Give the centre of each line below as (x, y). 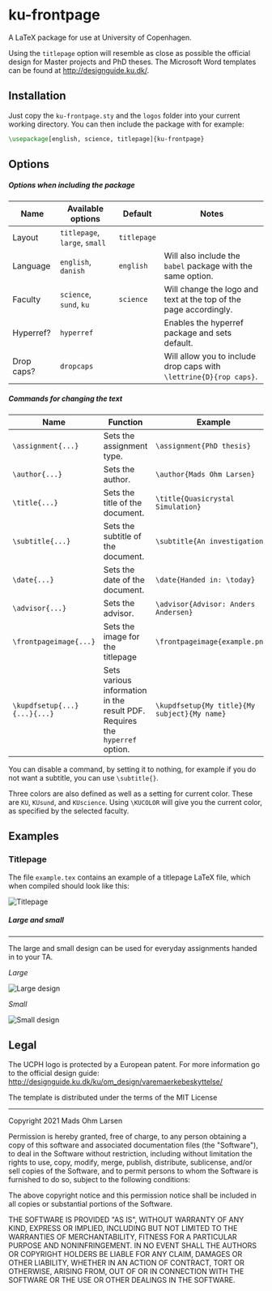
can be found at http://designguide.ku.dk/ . (79, 70)
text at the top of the (202, 299)
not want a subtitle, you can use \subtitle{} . (84, 777)
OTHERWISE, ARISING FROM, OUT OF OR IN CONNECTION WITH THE (126, 1272)
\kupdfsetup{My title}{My (205, 705)
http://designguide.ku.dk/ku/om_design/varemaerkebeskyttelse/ (116, 1082)
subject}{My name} (191, 713)
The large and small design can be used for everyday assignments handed (133, 948)
